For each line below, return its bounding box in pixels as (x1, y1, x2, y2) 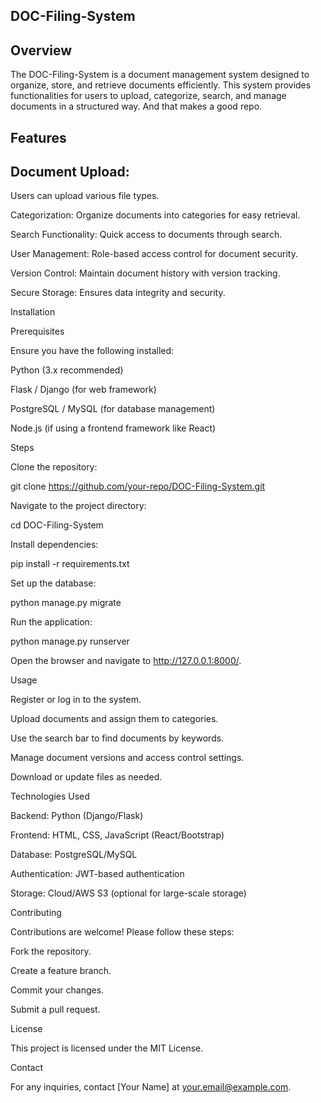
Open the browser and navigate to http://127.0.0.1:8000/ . (10, 655, 242, 667)
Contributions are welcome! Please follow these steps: (10, 926, 235, 938)
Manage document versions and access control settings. (10, 752, 245, 764)
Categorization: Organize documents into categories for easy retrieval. (10, 209, 301, 221)
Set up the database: (10, 577, 97, 589)
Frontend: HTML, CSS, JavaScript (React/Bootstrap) (10, 829, 225, 841)
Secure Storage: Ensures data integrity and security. (10, 287, 226, 299)
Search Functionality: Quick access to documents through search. (10, 229, 283, 241)
